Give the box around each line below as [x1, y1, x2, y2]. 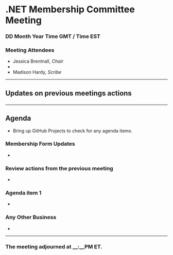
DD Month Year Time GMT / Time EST [5, 33, 100, 40]
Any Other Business [5, 214, 57, 221]
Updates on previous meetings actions [5, 89, 132, 97]
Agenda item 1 [5, 189, 42, 197]
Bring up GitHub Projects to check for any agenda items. [12, 127, 133, 134]
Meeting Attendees [5, 47, 55, 54]
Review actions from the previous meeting [5, 165, 113, 172]
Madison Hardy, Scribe [12, 69, 62, 75]
